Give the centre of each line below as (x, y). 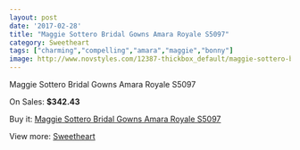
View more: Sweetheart (52, 136)
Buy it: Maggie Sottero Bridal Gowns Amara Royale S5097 (115, 119)
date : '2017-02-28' (46, 26)
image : (21, 59)
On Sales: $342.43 (45, 102)
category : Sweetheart (50, 42)
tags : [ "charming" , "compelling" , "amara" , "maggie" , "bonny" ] (121, 51)
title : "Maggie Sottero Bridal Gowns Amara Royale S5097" (119, 34)
